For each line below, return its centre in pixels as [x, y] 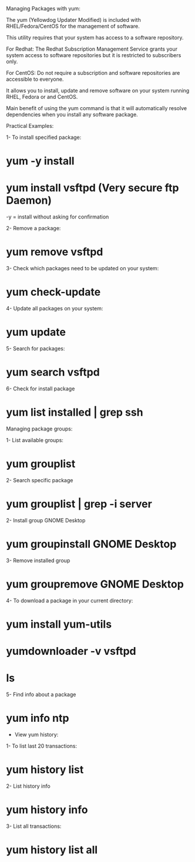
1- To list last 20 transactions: [42, 746]
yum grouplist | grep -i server [79, 504]
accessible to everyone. [35, 79]
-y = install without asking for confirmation [58, 217]
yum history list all [52, 850]
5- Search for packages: [36, 348]
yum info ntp [38, 718]
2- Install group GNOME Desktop [46, 520]
